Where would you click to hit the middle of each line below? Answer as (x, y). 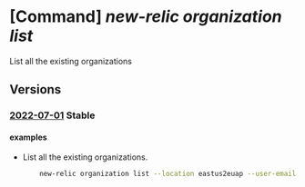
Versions (36, 89)
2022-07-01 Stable (52, 115)
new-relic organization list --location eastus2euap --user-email (168, 174)
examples (28, 137)
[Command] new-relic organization (146, 17)
